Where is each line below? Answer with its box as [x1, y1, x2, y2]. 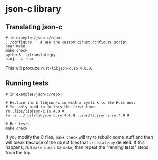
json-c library [5, 3, 61, 15]
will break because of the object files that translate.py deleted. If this [5, 139, 145, 145]
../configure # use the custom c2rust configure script [5, 40, 127, 44]
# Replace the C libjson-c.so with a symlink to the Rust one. [5, 100, 136, 105]
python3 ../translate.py [5, 52, 56, 57]
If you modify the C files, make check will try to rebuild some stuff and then [5, 134, 153, 140]
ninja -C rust [5, 57, 34, 61]
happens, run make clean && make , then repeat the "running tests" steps [5, 144, 149, 150]
